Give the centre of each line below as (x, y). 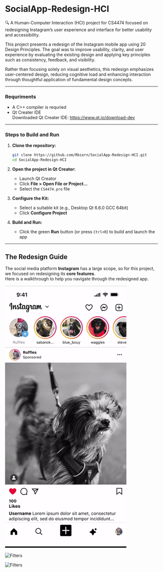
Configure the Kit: (31, 198)
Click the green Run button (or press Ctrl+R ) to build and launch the (87, 232)
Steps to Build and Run (32, 135)
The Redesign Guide (36, 257)
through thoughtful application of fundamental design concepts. (69, 79)
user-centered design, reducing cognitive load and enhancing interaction (78, 74)
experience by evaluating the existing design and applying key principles (78, 54)
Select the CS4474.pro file (45, 189)
